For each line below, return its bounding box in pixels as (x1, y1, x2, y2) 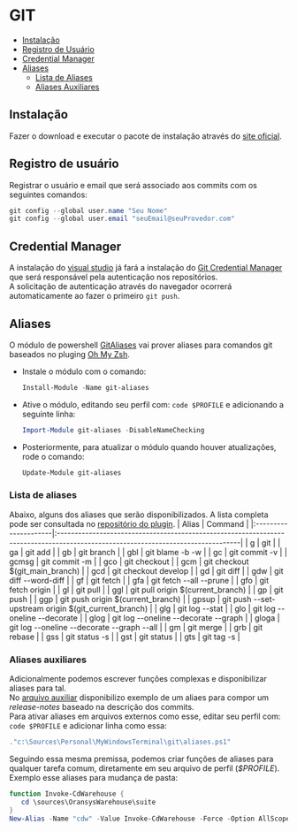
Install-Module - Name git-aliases (21, 383, 149, 392)
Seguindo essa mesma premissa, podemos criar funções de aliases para (9, 753, 274, 765)
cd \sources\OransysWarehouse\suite (20, 798, 156, 806)
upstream (9, 603, 44, 614)
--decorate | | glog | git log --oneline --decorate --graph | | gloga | (37, 612, 280, 623)
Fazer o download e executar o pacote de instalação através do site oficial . (9, 130, 283, 141)
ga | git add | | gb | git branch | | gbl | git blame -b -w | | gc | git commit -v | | (9, 546, 287, 557)
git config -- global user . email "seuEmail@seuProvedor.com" (9, 214, 236, 224)
